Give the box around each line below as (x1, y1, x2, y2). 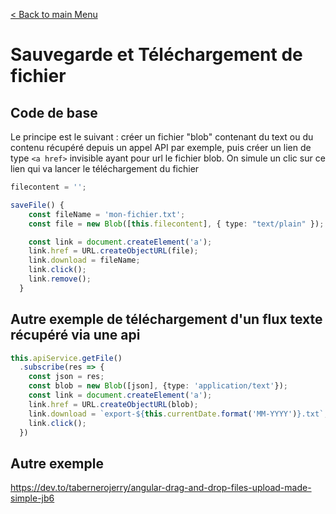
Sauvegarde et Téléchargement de (10, 44, 303, 66)
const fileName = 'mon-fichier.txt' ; (28, 209, 186, 219)
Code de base (10, 104, 98, 121)
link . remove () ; (28, 274, 92, 284)
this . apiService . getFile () (10, 353, 123, 363)
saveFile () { (10, 200, 65, 210)
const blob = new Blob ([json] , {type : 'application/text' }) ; (28, 381, 288, 391)
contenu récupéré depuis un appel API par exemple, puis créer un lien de (10, 142, 312, 153)
